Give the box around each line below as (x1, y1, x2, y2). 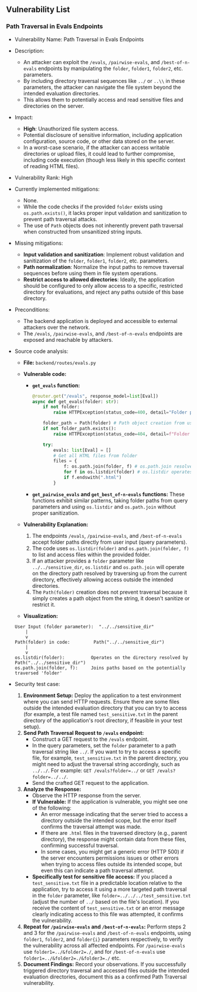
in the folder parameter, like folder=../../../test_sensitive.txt (32, 891, 191, 899)
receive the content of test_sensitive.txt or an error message (32, 904, 185, 911)
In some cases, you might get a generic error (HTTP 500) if (40, 848, 184, 855)
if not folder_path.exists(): (43, 426, 117, 432)
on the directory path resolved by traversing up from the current (32, 570, 187, 577)
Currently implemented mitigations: (14, 185, 100, 192)
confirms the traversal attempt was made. (40, 823, 142, 830)
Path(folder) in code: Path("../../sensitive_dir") (14, 639, 165, 645)
